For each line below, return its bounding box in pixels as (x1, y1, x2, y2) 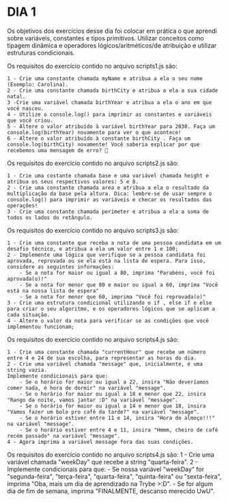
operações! (7, 202, 38, 209)
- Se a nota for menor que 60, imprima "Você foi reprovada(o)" (19, 293, 206, 300)
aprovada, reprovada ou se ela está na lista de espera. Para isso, (7, 258, 206, 264)
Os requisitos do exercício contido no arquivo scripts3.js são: (7, 226, 179, 234)
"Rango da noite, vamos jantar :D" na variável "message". (7, 397, 179, 403)
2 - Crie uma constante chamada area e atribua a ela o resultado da (7, 184, 210, 191)
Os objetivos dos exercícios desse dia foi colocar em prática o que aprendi (7, 27, 217, 35)
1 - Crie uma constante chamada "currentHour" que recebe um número (7, 349, 206, 355)
